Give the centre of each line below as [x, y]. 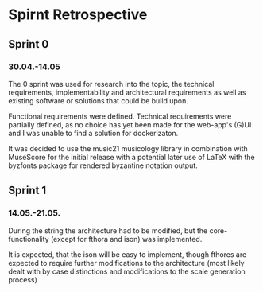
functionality [29, 239]
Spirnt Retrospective [78, 15]
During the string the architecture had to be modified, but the [108, 230]
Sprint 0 [29, 44]
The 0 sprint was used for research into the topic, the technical [111, 84]
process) [23, 279]
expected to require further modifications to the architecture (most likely [126, 263]
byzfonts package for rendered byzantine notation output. [103, 165]
